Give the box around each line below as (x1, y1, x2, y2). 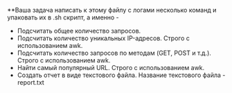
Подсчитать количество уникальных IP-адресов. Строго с (17, 34, 190, 42)
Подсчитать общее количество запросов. (17, 27, 141, 35)
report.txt (17, 78, 45, 86)
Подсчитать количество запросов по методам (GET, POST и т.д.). (17, 49, 211, 57)
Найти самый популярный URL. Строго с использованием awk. (17, 64, 205, 71)
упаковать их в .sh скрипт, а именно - (7, 13, 119, 22)
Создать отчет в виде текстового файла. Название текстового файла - (17, 71, 226, 79)
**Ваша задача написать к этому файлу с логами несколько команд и (7, 6, 217, 14)
